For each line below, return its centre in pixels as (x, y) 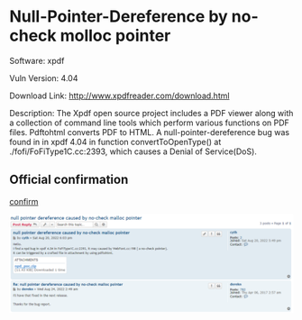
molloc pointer (115, 36)
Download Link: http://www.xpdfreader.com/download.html (119, 96)
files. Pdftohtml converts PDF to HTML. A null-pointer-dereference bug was (150, 132)
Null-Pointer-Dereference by (119, 17)
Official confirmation (69, 180)
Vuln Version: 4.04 (44, 78)
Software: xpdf (37, 60)
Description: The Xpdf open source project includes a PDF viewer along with (151, 113)
